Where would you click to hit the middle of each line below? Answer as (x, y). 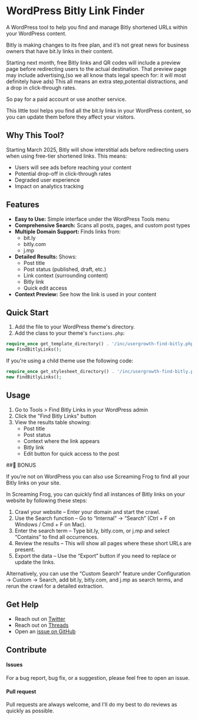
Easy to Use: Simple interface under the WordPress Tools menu (92, 219)
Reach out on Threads (42, 625)
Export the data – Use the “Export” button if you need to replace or (95, 555)
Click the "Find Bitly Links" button (55, 416)
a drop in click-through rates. (41, 87)
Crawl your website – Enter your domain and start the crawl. (87, 512)
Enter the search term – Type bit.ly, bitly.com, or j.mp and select (92, 531)
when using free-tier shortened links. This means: (67, 156)
